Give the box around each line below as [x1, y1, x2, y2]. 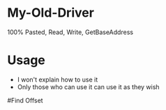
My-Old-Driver [7, 5, 94, 21]
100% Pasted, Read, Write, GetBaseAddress [7, 28, 134, 36]
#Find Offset [7, 96, 43, 104]
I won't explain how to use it [17, 75, 98, 84]
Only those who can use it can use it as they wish [17, 82, 160, 91]
